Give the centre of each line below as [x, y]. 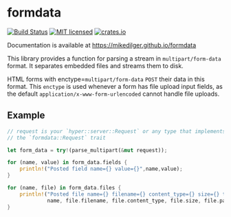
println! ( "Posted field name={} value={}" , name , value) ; [101, 169]
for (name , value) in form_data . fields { [67, 163]
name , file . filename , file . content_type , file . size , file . [133, 200]
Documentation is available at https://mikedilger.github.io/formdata [102, 45]
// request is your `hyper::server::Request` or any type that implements [117, 131]
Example [26, 115]
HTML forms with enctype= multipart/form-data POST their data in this [106, 79]
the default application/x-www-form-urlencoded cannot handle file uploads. [113, 94]
